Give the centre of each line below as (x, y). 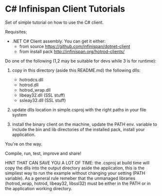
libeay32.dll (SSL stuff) (42, 95)
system (19, 114)
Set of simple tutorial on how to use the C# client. (54, 22)
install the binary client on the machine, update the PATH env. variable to (85, 124)
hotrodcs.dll (31, 80)
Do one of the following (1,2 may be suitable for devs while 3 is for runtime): (81, 61)
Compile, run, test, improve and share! (43, 153)
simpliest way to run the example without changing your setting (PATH (75, 173)
